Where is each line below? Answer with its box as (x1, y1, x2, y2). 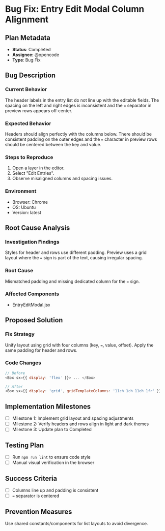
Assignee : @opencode (12, 52, 59, 58)
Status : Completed (12, 47, 51, 52)
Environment (5, 188, 37, 195)
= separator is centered (12, 493, 59, 499)
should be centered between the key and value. (5, 141, 102, 147)
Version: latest (12, 209, 42, 215)
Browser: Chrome (12, 199, 48, 205)
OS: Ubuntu (12, 204, 36, 210)
